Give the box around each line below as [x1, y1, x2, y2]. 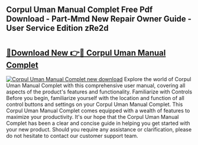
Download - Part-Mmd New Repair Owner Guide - [6, 14, 192, 24]
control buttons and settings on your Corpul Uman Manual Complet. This [6, 101, 183, 108]
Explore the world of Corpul [124, 76, 191, 82]
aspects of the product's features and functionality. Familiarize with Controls [6, 88, 193, 95]
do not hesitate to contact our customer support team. [6, 133, 138, 139]
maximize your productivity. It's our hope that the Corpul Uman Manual [6, 114, 179, 120]
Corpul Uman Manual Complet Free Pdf [6, 5, 153, 15]
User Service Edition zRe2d [6, 23, 109, 33]
